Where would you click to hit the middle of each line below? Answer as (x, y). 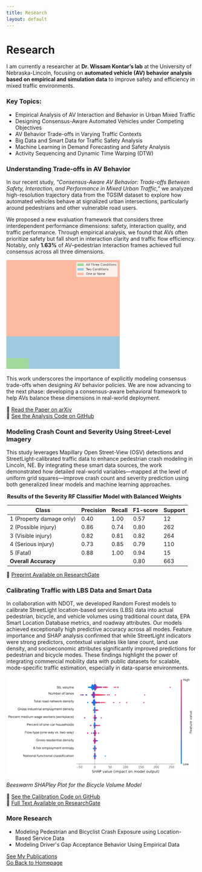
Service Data (48, 838)
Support (174, 510)
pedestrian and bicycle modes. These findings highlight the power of (92, 655)
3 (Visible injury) (31, 536)
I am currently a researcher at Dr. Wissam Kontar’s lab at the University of (99, 67)
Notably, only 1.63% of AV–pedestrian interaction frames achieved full (94, 246)
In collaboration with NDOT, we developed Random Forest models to (91, 604)
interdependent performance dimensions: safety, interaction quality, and (96, 226)
